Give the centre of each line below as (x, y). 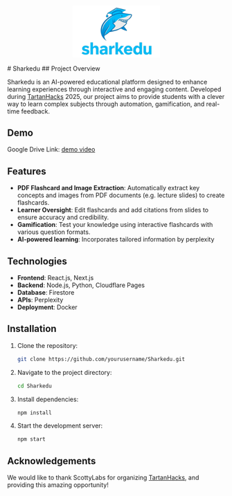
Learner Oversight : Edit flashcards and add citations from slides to (113, 210)
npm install (34, 413)
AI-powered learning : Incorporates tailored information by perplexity (116, 239)
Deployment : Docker (47, 307)
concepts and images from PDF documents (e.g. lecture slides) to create (121, 195)
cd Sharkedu (34, 386)
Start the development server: (60, 426)
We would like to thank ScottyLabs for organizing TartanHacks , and (103, 478)
